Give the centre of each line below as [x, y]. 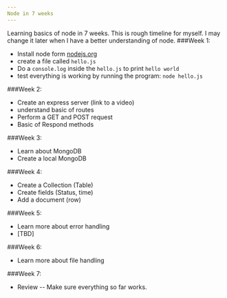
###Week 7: [24, 273]
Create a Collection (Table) [55, 185]
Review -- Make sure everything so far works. [82, 287]
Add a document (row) [49, 200]
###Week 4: [25, 171]
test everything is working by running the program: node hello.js [110, 76]
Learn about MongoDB [49, 151]
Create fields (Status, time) [55, 192]
